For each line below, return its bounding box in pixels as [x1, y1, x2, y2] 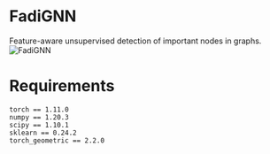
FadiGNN [9, 6, 77, 27]
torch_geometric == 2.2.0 [9, 135, 104, 145]
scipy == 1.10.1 [9, 120, 69, 129]
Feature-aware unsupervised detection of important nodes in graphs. [9, 35, 262, 46]
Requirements [9, 76, 115, 96]
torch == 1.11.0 [9, 104, 69, 114]
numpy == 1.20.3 [9, 112, 69, 121]
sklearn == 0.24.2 [9, 128, 77, 137]
